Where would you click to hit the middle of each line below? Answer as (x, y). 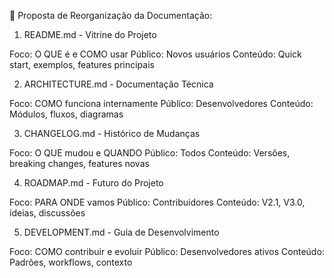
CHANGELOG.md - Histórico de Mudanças (112, 133)
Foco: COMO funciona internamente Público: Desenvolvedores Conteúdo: (161, 103)
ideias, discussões (47, 213)
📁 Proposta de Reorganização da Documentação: (111, 15)
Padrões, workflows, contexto (71, 262)
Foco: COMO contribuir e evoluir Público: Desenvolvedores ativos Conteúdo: (167, 251)
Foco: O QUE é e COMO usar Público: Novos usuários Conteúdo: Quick (155, 54)
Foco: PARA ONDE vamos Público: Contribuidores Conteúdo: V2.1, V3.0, (157, 202)
